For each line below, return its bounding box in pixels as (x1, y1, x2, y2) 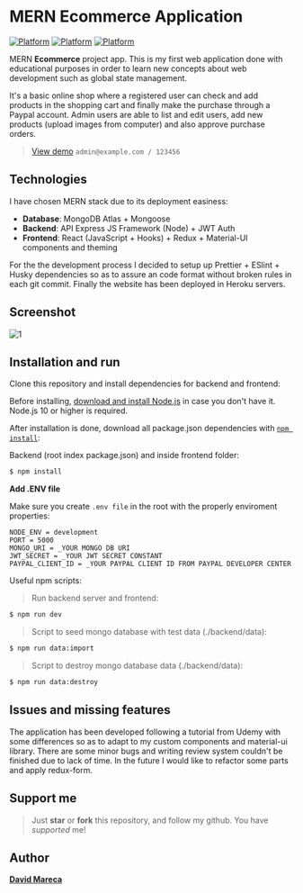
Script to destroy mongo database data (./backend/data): (31, 660, 244, 671)
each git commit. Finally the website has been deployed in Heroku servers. (9, 278, 286, 289)
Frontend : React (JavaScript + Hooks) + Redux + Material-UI (22, 232, 249, 243)
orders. (9, 128, 36, 139)
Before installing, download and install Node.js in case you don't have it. (9, 396, 276, 407)
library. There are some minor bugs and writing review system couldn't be (9, 745, 283, 756)
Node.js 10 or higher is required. (9, 405, 129, 416)
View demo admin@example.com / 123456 (31, 146, 181, 157)
